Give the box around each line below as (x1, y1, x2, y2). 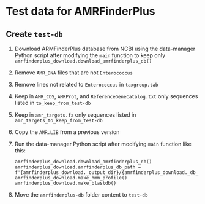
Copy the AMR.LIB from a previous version (14, 128, 120, 136)
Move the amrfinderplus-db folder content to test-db (14, 191, 148, 198)
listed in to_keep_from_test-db (14, 100, 91, 106)
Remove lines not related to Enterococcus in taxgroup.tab (14, 81, 158, 88)
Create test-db (6, 29, 63, 39)
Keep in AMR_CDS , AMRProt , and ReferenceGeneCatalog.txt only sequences (14, 93, 198, 100)
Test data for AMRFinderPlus (6, 4, 155, 18)
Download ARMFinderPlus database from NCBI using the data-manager (14, 45, 196, 52)
